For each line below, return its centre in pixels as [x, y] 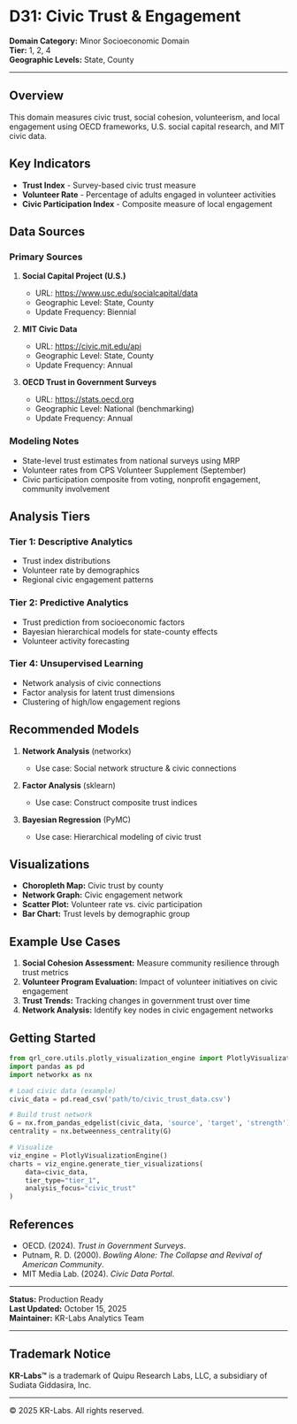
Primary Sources [46, 257]
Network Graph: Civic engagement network [102, 895]
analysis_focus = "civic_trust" [81, 1189]
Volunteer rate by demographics [80, 570]
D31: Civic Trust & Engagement [125, 16]
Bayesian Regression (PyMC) [76, 820]
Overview [37, 96]
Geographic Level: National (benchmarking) [114, 409]
